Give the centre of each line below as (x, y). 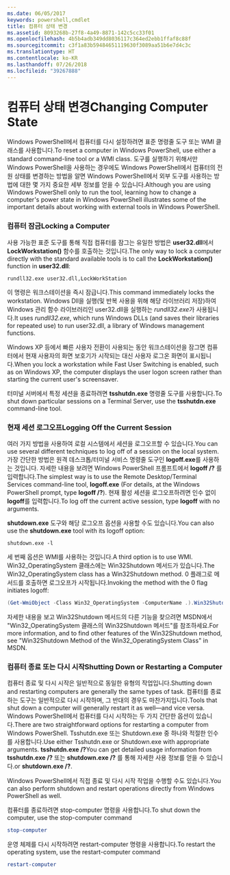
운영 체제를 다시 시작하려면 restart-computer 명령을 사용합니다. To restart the (111, 844)
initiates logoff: (28, 590)
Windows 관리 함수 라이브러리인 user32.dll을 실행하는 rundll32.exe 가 (101, 309)
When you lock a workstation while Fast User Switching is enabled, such (116, 364)
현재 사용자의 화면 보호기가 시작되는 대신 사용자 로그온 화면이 (106, 355)
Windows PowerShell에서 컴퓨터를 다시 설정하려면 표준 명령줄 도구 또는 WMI (111, 142)
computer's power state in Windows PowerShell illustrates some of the (107, 200)
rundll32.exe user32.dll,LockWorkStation (67, 279)
